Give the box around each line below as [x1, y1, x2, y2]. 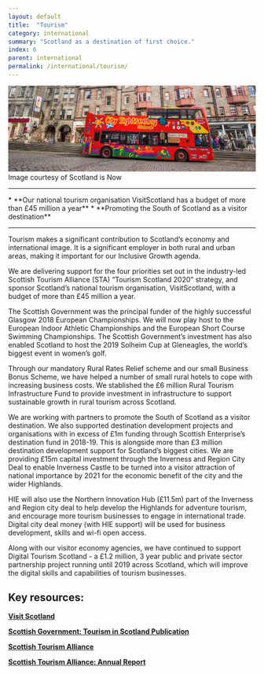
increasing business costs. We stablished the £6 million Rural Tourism [8, 380, 234, 389]
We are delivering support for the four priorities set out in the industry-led [8, 266, 246, 275]
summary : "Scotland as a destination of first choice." [8, 38, 195, 46]
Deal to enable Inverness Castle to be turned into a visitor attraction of [8, 462, 236, 472]
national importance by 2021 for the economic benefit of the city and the [8, 470, 244, 480]
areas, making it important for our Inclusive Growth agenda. [8, 251, 201, 260]
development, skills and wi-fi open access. [8, 528, 147, 537]
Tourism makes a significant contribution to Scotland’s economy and [8, 234, 230, 244]
